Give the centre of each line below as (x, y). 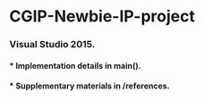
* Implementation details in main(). (75, 65)
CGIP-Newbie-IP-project (102, 17)
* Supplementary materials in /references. (89, 86)
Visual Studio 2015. (52, 45)
